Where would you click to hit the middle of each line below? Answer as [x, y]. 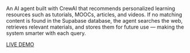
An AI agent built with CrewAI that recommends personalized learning [91, 8]
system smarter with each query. [46, 33]
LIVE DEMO [20, 44]
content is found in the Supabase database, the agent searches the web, [94, 21]
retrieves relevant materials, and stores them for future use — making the [95, 27]
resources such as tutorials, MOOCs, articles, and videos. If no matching [94, 15]
